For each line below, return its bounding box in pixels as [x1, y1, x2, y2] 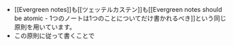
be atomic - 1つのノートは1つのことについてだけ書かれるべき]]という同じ [13, 14, 227, 22]
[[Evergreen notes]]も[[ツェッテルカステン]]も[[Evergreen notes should [13, 6, 222, 13]
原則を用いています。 [13, 23, 76, 31]
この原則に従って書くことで [13, 31, 95, 40]
